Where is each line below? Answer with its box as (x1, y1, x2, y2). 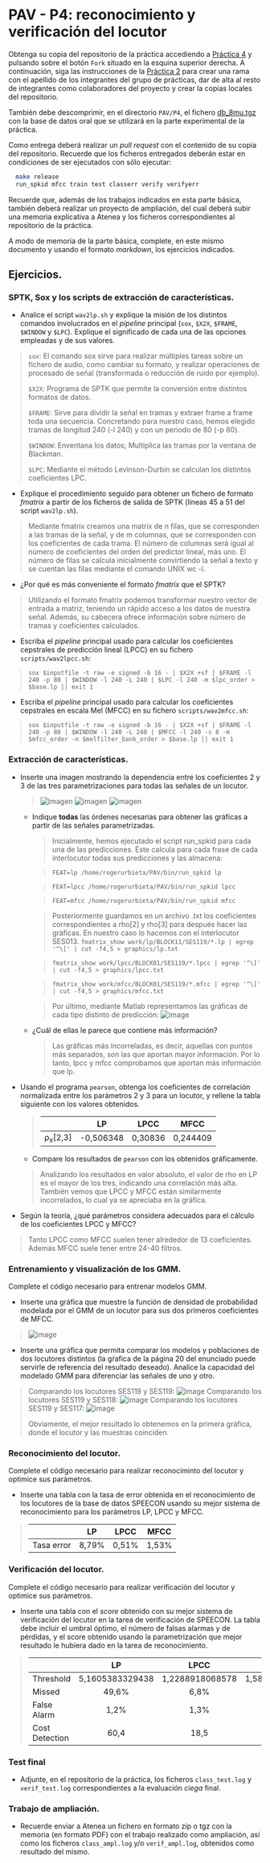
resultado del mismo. (19, 1847, 90, 1857)
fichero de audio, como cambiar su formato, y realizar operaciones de (27, 360, 260, 370)
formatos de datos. (27, 392, 92, 402)
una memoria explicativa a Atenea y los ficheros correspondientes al (8, 211, 235, 222)
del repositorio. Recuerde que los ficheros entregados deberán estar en (8, 149, 246, 158)
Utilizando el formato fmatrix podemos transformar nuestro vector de (27, 595, 257, 605)
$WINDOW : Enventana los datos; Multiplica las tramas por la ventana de (27, 440, 257, 451)
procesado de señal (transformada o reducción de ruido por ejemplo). (27, 368, 260, 378)
